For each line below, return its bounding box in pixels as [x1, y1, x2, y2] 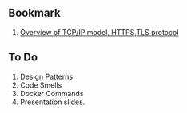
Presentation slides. [19, 97, 86, 107]
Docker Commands [19, 88, 84, 98]
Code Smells [19, 80, 62, 90]
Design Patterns [19, 72, 74, 81]
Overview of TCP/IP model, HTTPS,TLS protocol [19, 27, 179, 37]
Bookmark [8, 6, 62, 20]
